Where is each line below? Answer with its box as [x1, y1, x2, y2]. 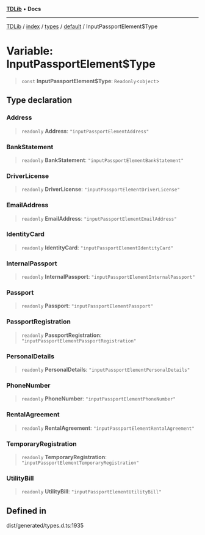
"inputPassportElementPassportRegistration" [21, 338, 137, 344]
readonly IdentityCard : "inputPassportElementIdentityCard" [21, 244, 174, 251]
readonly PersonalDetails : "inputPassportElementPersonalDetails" [21, 366, 190, 373]
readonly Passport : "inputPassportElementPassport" [21, 302, 154, 309]
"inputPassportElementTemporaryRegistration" [21, 460, 139, 466]
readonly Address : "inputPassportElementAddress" [21, 127, 149, 135]
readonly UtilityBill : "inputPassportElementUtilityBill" [21, 488, 162, 495]
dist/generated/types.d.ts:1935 [6, 522, 84, 529]
